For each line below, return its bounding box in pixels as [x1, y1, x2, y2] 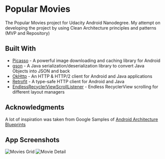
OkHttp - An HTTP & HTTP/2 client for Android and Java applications [12, 73, 153, 79]
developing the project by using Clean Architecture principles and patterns [5, 25, 157, 31]
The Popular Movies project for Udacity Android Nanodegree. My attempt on [5, 20, 161, 26]
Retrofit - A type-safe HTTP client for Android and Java [12, 78, 125, 84]
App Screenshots [5, 135, 60, 144]
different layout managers [12, 89, 65, 95]
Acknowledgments [5, 103, 65, 112]
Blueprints [5, 122, 26, 127]
